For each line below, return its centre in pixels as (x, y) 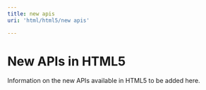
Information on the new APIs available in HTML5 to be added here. (104, 81)
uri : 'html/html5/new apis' (49, 20)
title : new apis (31, 14)
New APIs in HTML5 (66, 61)
